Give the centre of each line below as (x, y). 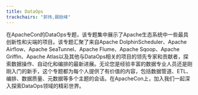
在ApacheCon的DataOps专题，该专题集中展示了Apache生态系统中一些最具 (98, 34)
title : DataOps (25, 11)
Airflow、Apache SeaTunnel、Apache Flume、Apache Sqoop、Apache (93, 49)
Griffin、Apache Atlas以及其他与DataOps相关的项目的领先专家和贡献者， (95, 56)
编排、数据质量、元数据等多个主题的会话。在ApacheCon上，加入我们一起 (95, 78)
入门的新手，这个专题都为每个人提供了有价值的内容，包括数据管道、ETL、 (101, 71)
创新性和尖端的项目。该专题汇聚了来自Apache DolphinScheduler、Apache (97, 42)
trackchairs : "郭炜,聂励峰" (38, 17)
